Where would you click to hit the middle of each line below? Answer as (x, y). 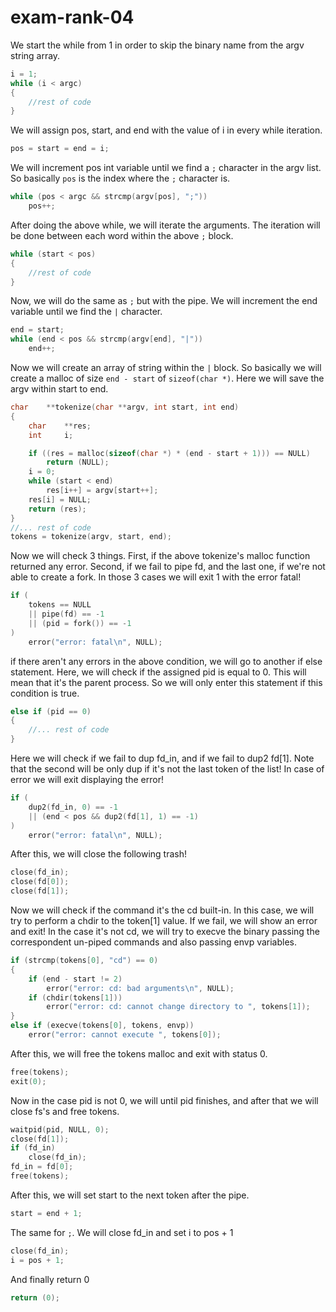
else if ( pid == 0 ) (51, 711)
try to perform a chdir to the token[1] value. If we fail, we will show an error (164, 921)
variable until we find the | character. (86, 312)
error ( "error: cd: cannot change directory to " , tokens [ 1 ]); (178, 1007)
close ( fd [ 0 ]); (40, 882)
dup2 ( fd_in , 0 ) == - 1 (73, 807)
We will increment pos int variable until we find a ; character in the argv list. (166, 168)
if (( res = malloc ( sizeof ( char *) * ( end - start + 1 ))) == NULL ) (169, 453)
